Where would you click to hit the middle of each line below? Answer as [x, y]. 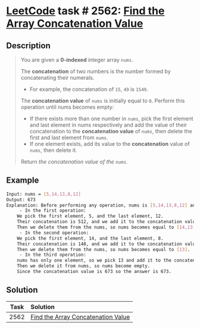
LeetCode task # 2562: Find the [85, 11]
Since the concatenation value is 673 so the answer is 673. [94, 272]
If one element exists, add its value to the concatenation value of [110, 144]
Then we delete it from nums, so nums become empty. [84, 266]
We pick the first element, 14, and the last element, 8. [90, 238]
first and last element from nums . [69, 137]
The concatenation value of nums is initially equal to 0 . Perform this [103, 101]
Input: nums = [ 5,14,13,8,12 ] [44, 194]
